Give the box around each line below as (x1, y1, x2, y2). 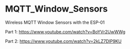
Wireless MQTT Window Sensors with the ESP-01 (5, 19, 105, 25)
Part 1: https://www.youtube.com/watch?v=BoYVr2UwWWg (5, 29, 126, 34)
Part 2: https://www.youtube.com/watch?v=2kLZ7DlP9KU (5, 38, 122, 44)
